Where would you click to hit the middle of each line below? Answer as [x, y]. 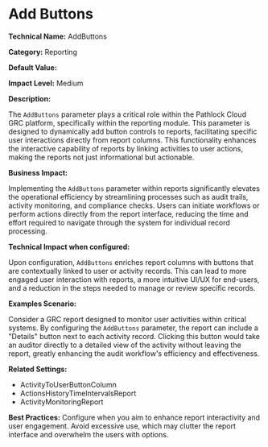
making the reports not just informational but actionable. [101, 157]
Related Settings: [38, 369]
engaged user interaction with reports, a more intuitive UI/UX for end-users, [134, 279]
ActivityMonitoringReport [62, 401]
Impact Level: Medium [46, 83]
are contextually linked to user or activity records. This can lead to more [128, 271]
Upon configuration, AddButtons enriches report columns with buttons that [131, 262]
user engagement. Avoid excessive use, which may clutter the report [122, 426]
